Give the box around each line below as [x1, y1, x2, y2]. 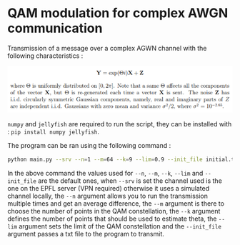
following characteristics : [7, 51, 84, 60]
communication [7, 20, 103, 36]
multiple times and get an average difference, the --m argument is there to [7, 199, 225, 208]
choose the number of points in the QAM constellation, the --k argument [7, 206, 221, 215]
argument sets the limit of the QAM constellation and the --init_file [19, 221, 221, 230]
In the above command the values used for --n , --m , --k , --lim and [7, 169, 204, 177]
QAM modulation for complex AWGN [7, 5, 229, 21]
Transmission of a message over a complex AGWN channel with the [7, 44, 207, 52]
